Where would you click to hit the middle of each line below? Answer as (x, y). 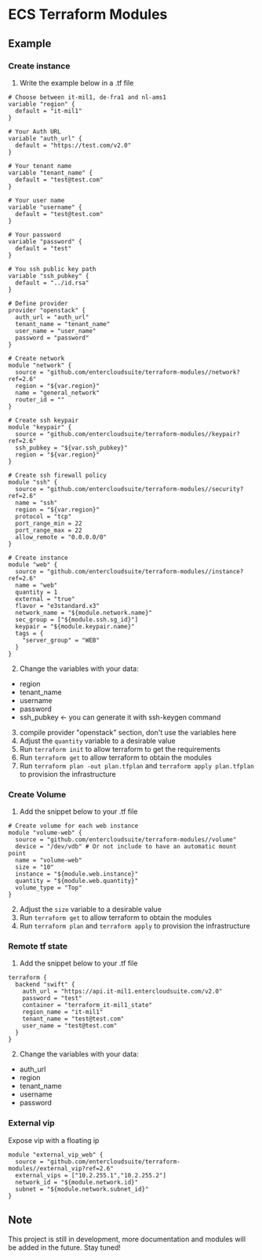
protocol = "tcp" (44, 516)
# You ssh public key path (52, 269)
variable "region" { (42, 104)
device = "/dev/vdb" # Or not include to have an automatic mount (126, 847)
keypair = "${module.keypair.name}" (75, 626)
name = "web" (36, 585)
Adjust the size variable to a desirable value (91, 910)
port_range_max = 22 (49, 530)
